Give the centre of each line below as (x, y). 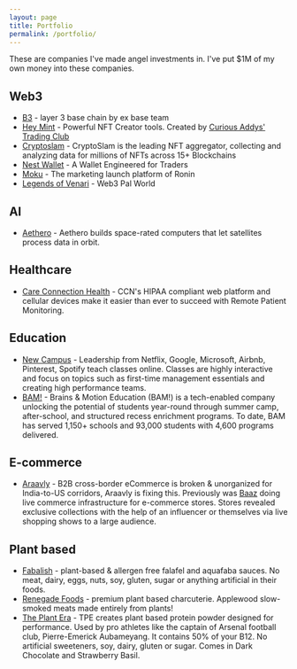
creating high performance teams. (84, 387)
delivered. (40, 434)
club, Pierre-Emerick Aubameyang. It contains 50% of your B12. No (145, 637)
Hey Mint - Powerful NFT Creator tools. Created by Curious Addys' (144, 127)
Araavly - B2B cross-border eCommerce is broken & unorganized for (147, 484)
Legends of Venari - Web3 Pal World (89, 183)
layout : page (33, 17)
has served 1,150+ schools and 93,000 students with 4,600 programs (148, 425)
